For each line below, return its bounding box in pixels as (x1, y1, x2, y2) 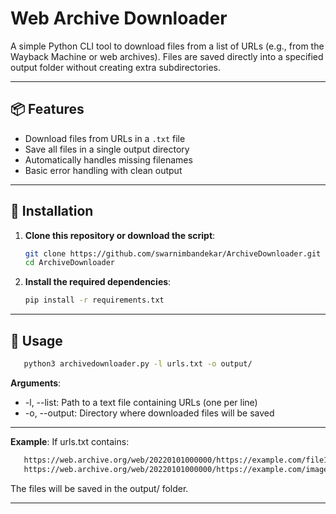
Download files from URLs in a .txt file (24, 132, 186, 144)
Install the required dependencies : (24, 276, 172, 288)
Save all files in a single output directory (24, 143, 190, 155)
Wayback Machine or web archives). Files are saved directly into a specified (10, 50, 324, 62)
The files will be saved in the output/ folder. (10, 482, 189, 494)
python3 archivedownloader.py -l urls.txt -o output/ (23, 359, 253, 369)
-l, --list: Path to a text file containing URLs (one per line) (24, 396, 258, 408)
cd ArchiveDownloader (24, 258, 115, 268)
